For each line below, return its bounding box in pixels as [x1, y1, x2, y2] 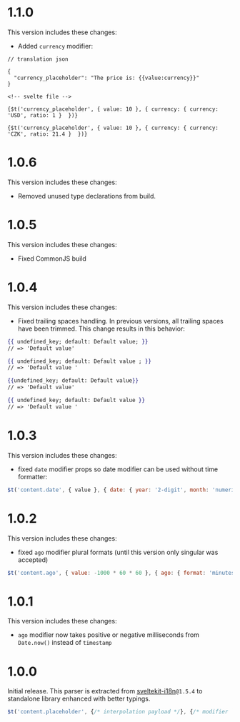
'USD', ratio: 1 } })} [7, 111, 79, 119]
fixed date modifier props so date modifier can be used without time [17, 465, 219, 473]
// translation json [7, 55, 69, 63]
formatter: [17, 472, 48, 481]
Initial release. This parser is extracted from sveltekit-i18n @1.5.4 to [7, 687, 203, 696]
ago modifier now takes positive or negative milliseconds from [17, 631, 200, 639]
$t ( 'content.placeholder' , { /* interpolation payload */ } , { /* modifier [7, 708, 229, 716]
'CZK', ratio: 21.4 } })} [7, 130, 88, 138]
